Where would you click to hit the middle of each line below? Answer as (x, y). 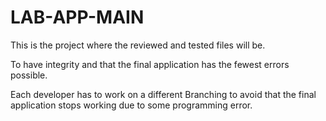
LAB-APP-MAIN (77, 17)
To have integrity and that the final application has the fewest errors (150, 64)
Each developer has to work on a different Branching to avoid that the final (163, 94)
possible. (29, 75)
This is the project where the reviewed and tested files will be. (138, 45)
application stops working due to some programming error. (131, 105)
